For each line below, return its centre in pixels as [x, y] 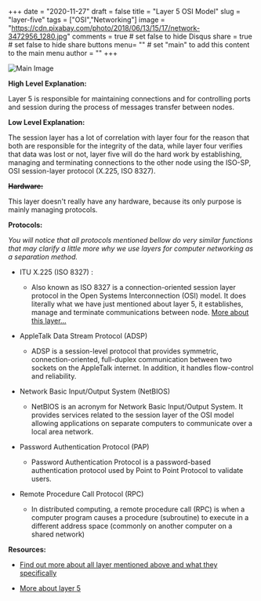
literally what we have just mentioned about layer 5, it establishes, [137, 304]
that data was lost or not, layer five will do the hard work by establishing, [125, 154]
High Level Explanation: [47, 83]
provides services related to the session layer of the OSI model [132, 415]
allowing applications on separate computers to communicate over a [141, 423]
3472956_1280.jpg [38, 36]
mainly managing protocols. [53, 210]
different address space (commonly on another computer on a [132, 526]
